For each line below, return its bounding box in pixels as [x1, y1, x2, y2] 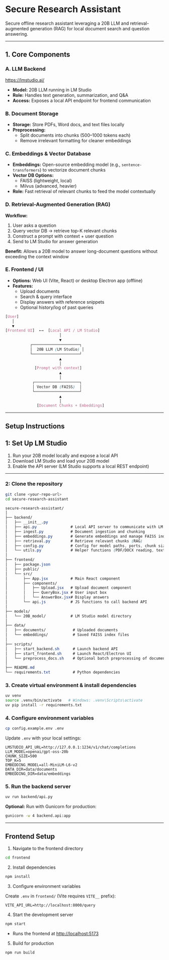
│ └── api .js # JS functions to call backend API [5, 599, 147, 605]
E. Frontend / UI [5, 266, 44, 273]
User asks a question [12, 222, 57, 228]
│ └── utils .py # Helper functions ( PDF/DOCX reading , [5, 548, 154, 553]
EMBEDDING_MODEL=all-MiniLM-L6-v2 [5, 763, 78, 768]
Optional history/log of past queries [20, 304, 94, 310]
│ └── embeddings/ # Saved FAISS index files [5, 632, 129, 638]
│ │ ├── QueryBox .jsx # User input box [5, 590, 107, 595]
